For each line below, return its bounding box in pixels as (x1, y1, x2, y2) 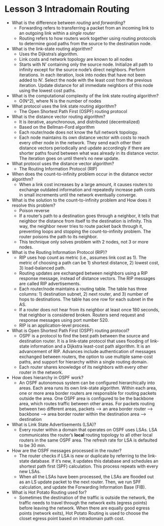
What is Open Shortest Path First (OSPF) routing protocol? (11, 328, 130, 333)
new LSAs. (19, 468, 41, 474)
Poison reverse (19, 207, 50, 213)
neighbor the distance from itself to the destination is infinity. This (19, 218, 152, 224)
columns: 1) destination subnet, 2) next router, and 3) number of (19, 291, 148, 297)
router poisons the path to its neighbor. (19, 233, 98, 239)
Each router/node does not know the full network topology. (19, 129, 138, 135)
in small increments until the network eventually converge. (19, 192, 137, 197)
